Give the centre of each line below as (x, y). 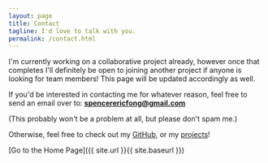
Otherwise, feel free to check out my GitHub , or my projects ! (109, 135)
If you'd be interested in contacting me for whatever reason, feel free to (128, 95)
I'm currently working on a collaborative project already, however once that (134, 62)
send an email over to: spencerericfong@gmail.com (97, 103)
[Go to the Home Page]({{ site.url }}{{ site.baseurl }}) (97, 150)
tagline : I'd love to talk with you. (72, 31)
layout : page (30, 16)
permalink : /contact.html (52, 39)
